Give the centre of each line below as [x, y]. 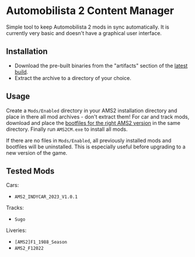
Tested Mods [30, 171]
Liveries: [16, 230]
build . [21, 72]
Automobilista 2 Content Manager [90, 11]
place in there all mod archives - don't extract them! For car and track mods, [98, 117]
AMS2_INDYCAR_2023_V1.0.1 [46, 197]
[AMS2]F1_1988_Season [41, 242]
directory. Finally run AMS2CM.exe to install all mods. [67, 129]
